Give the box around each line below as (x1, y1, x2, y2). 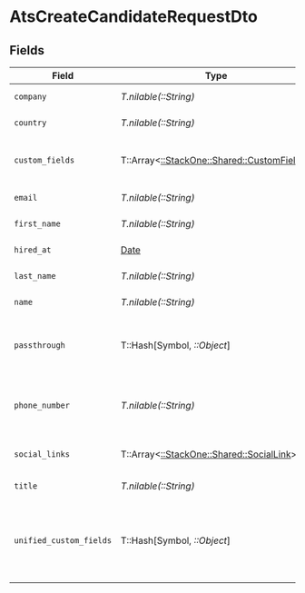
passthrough (14, 341, 66, 351)
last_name (14, 271, 56, 281)
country (14, 118, 47, 128)
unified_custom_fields (14, 536, 112, 546)
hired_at (14, 245, 52, 255)
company (14, 92, 47, 102)
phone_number (14, 400, 71, 410)
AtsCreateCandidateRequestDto (9, 6, 259, 27)
